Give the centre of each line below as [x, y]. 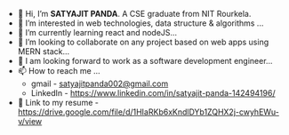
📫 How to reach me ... [59, 71]
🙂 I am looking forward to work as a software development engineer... [145, 61]
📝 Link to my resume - [58, 103]
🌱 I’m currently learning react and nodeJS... [97, 32]
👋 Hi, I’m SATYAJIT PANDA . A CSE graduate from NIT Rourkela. [134, 14]
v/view [30, 121]
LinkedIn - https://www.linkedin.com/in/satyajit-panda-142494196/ [153, 93]
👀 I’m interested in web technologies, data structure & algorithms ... [140, 23]
